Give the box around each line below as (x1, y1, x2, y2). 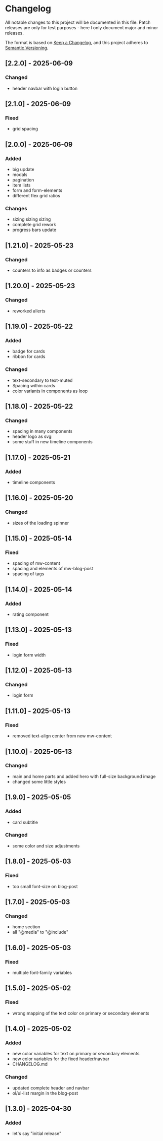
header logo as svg (12, 433, 52, 439)
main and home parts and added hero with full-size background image (12, 773, 156, 779)
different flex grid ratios (12, 193, 61, 198)
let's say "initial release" (12, 1131, 62, 1137)
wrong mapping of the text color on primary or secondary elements (12, 1010, 150, 1016)
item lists (12, 182, 31, 188)
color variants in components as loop (12, 388, 88, 394)
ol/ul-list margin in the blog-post (12, 1090, 78, 1096)
